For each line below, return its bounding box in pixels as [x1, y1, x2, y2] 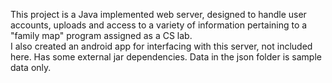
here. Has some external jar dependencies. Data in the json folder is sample [10, 51, 322, 63]
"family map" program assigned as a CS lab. [10, 30, 193, 41]
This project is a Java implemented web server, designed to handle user [10, 9, 307, 20]
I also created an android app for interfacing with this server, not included [10, 40, 313, 52]
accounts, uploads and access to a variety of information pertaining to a [10, 19, 308, 31]
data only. [10, 62, 52, 73]
